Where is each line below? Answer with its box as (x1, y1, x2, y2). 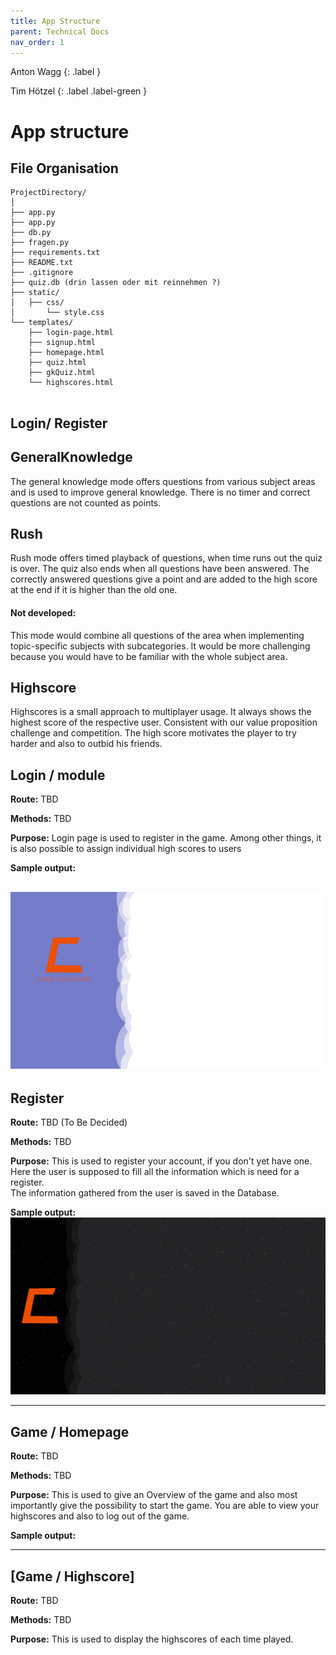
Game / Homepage (10, 1423, 130, 1440)
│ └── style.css (10, 308, 105, 318)
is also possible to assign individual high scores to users (10, 843, 242, 855)
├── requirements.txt (10, 248, 101, 258)
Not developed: (10, 606, 77, 619)
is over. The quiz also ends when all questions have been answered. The (10, 563, 310, 575)
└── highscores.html (28, 378, 114, 388)
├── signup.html (28, 338, 97, 348)
